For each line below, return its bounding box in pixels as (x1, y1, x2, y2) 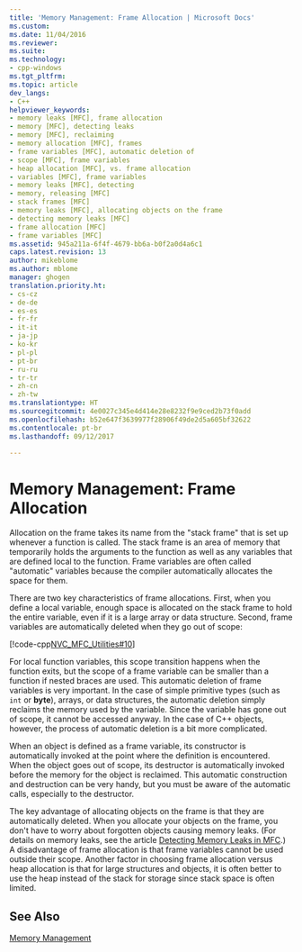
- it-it (9, 323, 39, 332)
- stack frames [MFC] (9, 197, 91, 207)
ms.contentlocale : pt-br (9, 423, 102, 432)
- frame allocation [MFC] (9, 222, 106, 231)
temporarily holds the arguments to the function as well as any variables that (9, 547, 293, 558)
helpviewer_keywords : (9, 105, 91, 114)
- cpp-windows (9, 64, 63, 73)
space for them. (9, 576, 68, 586)
